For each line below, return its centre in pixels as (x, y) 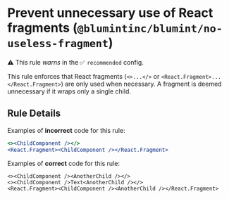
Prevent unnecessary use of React (110, 13)
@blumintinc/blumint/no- (150, 29)
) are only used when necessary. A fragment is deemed (141, 84)
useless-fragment (58, 44)
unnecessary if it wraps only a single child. (69, 91)
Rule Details (34, 114)
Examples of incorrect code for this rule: (66, 130)
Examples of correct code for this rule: (63, 163)
